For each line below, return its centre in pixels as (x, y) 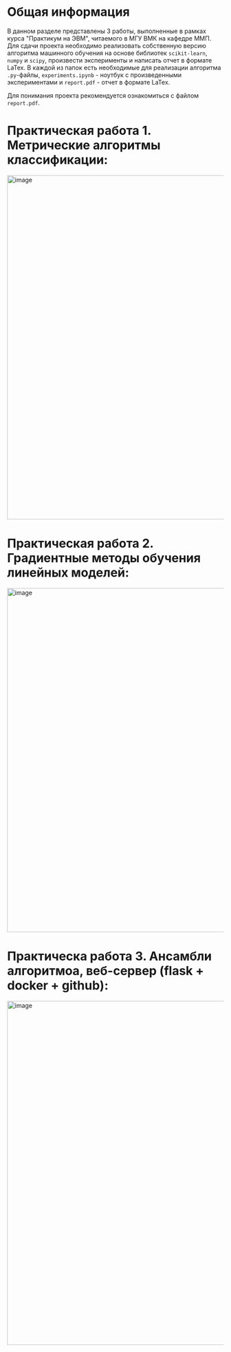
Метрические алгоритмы (84, 146)
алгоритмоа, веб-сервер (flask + (106, 971)
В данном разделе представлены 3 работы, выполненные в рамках (107, 31)
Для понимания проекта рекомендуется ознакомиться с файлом (103, 95)
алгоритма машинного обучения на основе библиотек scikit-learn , (107, 53)
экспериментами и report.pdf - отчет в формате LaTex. (89, 82)
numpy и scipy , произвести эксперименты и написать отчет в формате (110, 60)
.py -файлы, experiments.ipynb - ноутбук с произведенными (95, 75)
